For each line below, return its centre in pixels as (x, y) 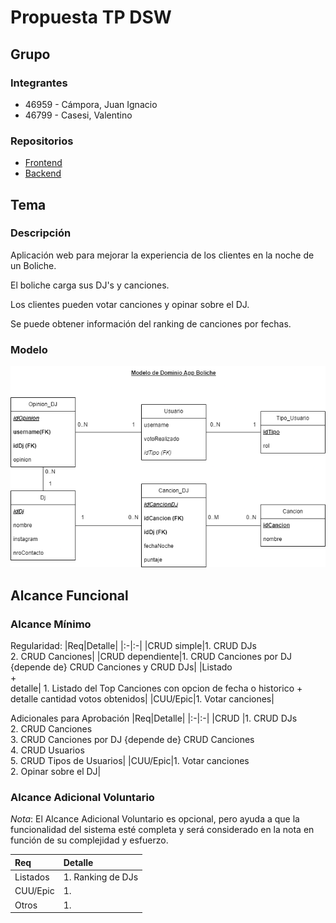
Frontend (43, 163)
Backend (43, 173)
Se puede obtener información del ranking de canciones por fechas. (151, 323)
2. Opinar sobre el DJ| (56, 772)
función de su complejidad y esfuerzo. (89, 840)
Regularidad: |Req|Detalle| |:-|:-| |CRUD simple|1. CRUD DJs (133, 646)
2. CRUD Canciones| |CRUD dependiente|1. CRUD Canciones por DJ (151, 657)
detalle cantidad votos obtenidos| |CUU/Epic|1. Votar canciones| (142, 699)
